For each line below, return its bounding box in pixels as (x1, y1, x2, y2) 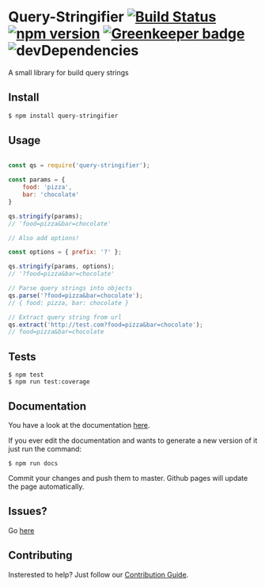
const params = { (8, 176, 66, 184)
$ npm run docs (8, 459, 59, 467)
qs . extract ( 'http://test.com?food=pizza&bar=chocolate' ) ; (8, 321, 203, 329)
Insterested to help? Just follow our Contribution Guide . (8, 570, 189, 579)
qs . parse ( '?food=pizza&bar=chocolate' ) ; (8, 292, 144, 299)
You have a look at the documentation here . (8, 420, 150, 429)
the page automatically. (8, 482, 85, 491)
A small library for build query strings (8, 67, 129, 77)
